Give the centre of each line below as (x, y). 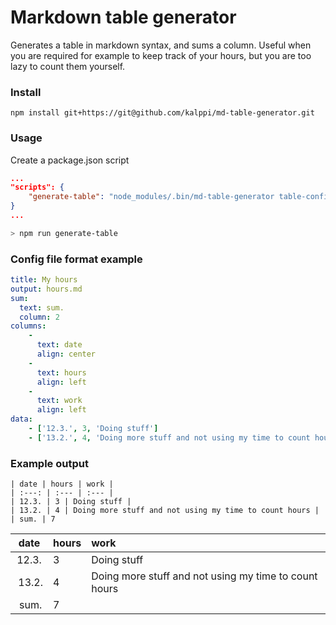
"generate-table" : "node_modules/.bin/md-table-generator (151, 197)
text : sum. (42, 307)
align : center (66, 354)
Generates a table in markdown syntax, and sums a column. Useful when (161, 45)
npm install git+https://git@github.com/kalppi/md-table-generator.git (162, 113)
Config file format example (76, 259)
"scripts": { (37, 187)
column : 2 (39, 317)
